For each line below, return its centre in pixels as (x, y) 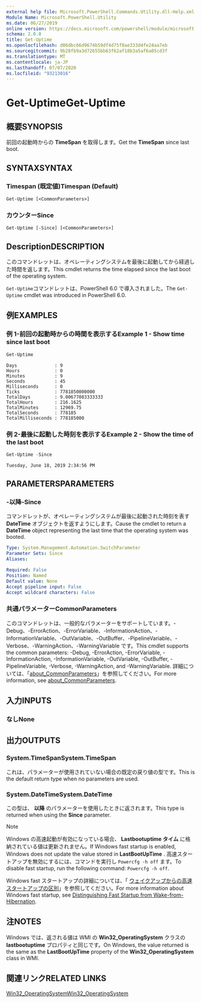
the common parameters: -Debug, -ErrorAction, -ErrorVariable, (84, 652)
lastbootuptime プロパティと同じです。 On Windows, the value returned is (97, 945)
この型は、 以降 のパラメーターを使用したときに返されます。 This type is (95, 808)
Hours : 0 (34, 370)
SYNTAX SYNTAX (40, 168)
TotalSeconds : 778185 (41, 413)
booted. (16, 537)
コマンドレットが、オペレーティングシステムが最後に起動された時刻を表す (98, 516)
